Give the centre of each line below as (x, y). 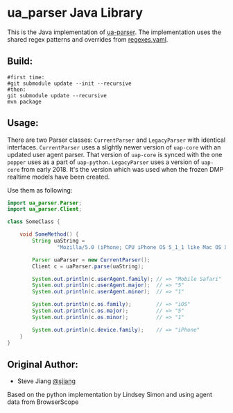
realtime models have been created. (59, 177)
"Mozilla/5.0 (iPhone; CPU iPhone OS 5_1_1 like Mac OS (139, 247)
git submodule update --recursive (57, 95)
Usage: (23, 123)
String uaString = (59, 241)
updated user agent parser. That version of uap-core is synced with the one (115, 154)
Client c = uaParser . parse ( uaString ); (88, 266)
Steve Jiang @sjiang (46, 381)
